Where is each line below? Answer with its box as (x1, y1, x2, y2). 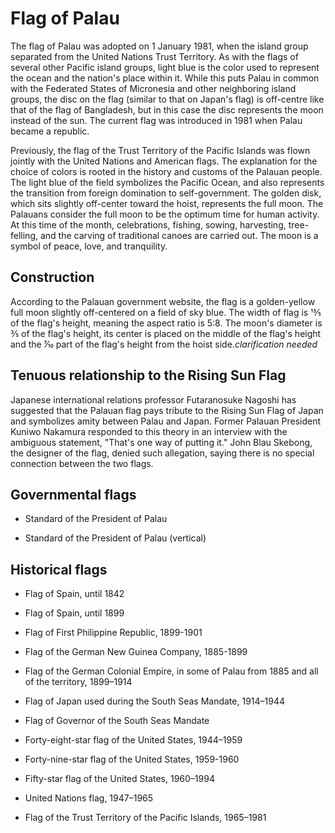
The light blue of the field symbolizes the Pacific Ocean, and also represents (10, 176, 325, 188)
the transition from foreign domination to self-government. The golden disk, (10, 187, 322, 199)
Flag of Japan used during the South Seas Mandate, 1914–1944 (24, 695, 286, 707)
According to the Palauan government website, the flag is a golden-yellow (10, 295, 316, 307)
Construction (10, 269, 95, 286)
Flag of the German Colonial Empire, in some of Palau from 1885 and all (24, 665, 319, 677)
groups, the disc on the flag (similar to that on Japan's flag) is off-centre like (10, 93, 325, 105)
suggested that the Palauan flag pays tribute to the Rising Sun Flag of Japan (10, 404, 324, 416)
